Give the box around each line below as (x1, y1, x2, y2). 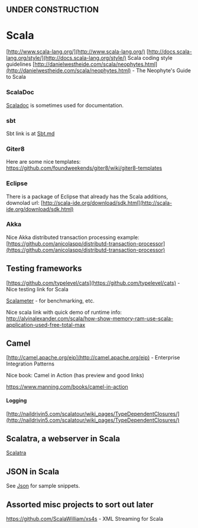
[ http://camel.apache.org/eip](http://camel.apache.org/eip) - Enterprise (6, 354, 180, 361)
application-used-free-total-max (6, 321, 86, 328)
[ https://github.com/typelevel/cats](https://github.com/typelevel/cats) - (6, 279, 180, 287)
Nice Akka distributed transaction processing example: (6, 234, 140, 241)
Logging (6, 397, 27, 404)
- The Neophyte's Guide (132, 67, 191, 74)
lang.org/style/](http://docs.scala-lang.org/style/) (6, 55, 126, 62)
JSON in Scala (6, 466, 60, 476)
